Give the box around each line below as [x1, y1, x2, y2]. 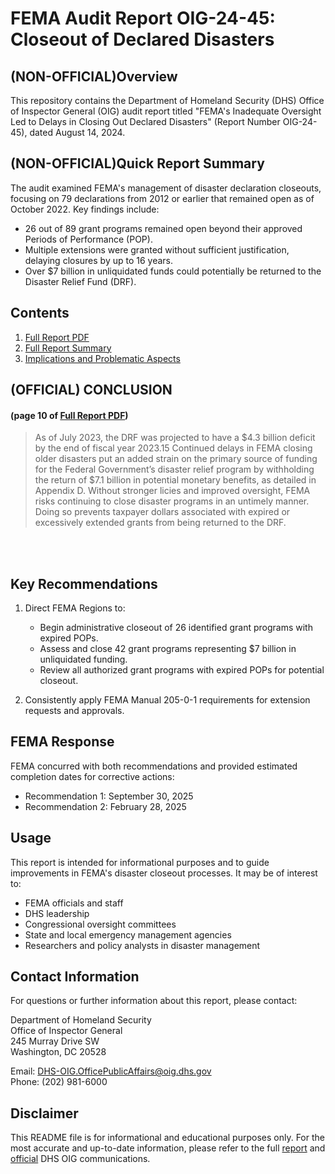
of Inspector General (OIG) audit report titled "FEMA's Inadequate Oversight [10, 105, 322, 117]
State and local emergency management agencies [24, 928, 232, 941]
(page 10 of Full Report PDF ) [10, 409, 129, 421]
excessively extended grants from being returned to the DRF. [34, 517, 287, 529]
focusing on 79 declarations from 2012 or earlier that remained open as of [10, 192, 315, 204]
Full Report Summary [24, 342, 112, 354]
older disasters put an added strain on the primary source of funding [34, 453, 318, 465]
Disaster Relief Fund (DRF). [24, 275, 137, 287]
